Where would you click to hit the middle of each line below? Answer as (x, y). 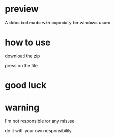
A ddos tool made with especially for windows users (58, 23)
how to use (28, 42)
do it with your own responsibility (38, 130)
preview (22, 9)
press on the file (22, 65)
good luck (26, 85)
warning (22, 107)
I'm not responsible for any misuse (40, 121)
